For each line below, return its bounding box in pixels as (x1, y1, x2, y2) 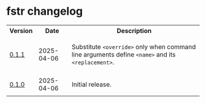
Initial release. (71, 80, 112, 88)
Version (9, 26, 33, 35)
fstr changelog (6, 4, 83, 18)
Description (116, 26, 152, 35)
